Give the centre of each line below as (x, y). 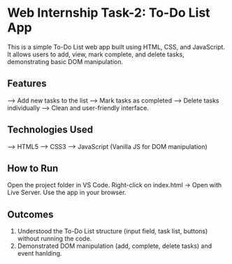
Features (27, 84)
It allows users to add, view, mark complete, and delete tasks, (96, 54)
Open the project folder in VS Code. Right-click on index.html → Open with (115, 185)
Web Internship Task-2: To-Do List (109, 13)
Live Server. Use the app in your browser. (67, 192)
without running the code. (55, 239)
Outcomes (30, 214)
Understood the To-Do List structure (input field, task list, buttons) (113, 231)
